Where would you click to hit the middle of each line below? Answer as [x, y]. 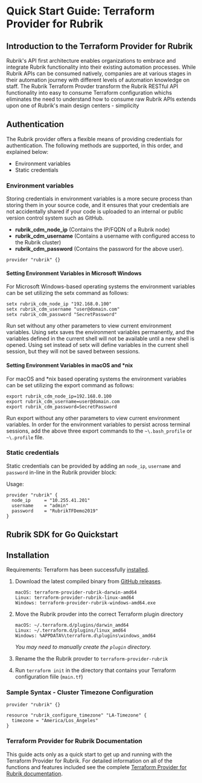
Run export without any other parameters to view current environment [93, 418]
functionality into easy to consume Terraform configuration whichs [89, 93]
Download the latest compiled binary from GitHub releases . [89, 582]
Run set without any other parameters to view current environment [89, 326]
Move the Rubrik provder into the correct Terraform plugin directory [99, 614]
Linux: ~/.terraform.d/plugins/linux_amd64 [71, 631]
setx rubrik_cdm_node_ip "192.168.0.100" [59, 304]
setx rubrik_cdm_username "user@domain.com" [63, 309]
